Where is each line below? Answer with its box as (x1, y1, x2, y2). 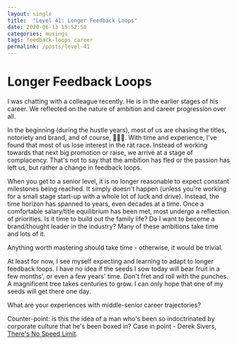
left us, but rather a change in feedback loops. (7, 163, 142, 172)
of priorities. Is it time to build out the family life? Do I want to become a (7, 214, 215, 223)
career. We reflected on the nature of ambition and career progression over (7, 104, 226, 113)
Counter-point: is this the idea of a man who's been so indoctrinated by (7, 314, 215, 322)
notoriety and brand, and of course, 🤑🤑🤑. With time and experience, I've (7, 133, 217, 141)
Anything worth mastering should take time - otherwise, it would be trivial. (7, 243, 223, 252)
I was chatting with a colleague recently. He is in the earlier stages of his (7, 97, 219, 105)
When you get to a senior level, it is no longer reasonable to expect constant (7, 177, 230, 185)
